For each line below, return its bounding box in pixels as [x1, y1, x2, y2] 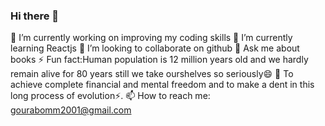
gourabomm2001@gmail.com [10, 104, 132, 116]
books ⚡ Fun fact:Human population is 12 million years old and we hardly [10, 54, 309, 66]
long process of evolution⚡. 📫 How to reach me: [10, 90, 211, 102]
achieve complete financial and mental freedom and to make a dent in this [10, 79, 315, 91]
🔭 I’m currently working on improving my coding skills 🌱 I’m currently [10, 32, 293, 44]
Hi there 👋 [10, 9, 60, 23]
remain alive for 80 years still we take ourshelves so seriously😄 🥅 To [10, 68, 294, 80]
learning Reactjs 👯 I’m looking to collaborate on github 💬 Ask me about [10, 42, 300, 54]
